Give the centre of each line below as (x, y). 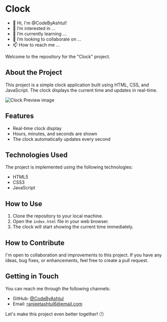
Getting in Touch (32, 277)
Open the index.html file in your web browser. (61, 221)
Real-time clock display (37, 128)
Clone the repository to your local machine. (58, 216)
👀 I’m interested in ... (34, 28)
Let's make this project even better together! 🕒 (55, 314)
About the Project (34, 72)
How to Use (24, 204)
